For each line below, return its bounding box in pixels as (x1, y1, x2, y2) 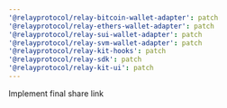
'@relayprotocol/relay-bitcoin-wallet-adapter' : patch (8, 13, 219, 22)
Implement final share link (8, 87, 104, 99)
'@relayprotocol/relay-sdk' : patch (8, 55, 142, 64)
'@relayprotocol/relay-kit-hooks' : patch (8, 47, 167, 56)
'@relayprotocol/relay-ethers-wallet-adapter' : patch (8, 22, 215, 31)
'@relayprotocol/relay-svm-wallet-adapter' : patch (8, 38, 203, 48)
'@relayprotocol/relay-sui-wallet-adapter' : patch (8, 30, 203, 39)
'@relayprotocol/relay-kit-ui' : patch (8, 64, 154, 73)
